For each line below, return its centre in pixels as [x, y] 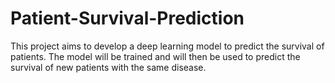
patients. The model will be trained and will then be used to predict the [155, 56]
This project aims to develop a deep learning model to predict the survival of [167, 46]
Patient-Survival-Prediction [127, 18]
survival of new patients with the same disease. [108, 67]
